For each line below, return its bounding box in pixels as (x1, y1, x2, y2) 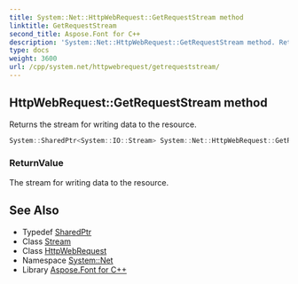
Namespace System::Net (21, 255, 114, 265)
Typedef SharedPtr (21, 226, 92, 237)
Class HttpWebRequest (21, 245, 107, 256)
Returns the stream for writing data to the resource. (9, 119, 197, 130)
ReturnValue (9, 157, 64, 170)
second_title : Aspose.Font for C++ (9, 29, 141, 38)
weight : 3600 (9, 54, 58, 63)
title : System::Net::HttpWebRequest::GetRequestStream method (9, 12, 244, 22)
